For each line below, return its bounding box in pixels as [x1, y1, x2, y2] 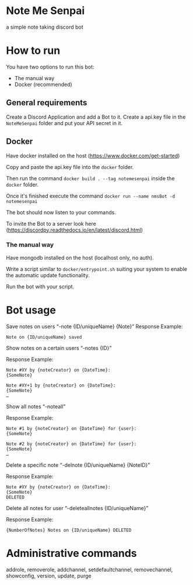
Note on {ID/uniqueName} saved [6, 334, 82, 340]
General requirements [6, 98, 87, 108]
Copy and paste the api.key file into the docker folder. [6, 163, 134, 170]
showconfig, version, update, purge [6, 572, 92, 579]
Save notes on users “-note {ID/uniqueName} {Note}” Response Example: [6, 323, 183, 330]
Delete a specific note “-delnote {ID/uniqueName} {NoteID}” [6, 461, 150, 469]
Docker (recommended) [14, 81, 73, 88]
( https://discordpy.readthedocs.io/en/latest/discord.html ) [6, 226, 143, 233]
